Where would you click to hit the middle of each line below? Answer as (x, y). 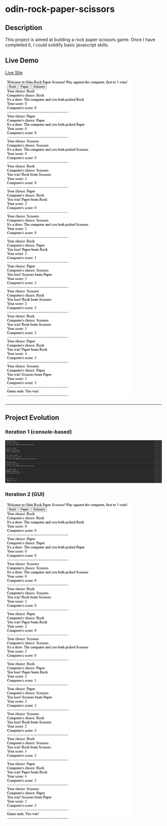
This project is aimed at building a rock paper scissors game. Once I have (80, 39)
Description (24, 28)
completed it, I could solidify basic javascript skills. (57, 45)
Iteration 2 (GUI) (25, 494)
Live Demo (22, 61)
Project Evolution (32, 418)
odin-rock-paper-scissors (60, 9)
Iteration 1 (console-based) (39, 432)
